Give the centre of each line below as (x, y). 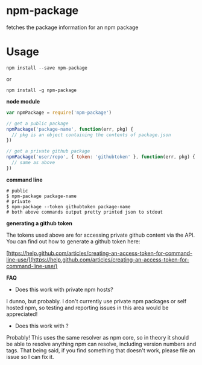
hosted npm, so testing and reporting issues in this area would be (87, 307)
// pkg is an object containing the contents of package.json (91, 135)
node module (23, 101)
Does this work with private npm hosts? (64, 289)
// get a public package (37, 123)
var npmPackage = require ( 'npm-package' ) (59, 113)
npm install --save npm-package (47, 68)
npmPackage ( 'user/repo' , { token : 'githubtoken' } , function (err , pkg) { (101, 157)
